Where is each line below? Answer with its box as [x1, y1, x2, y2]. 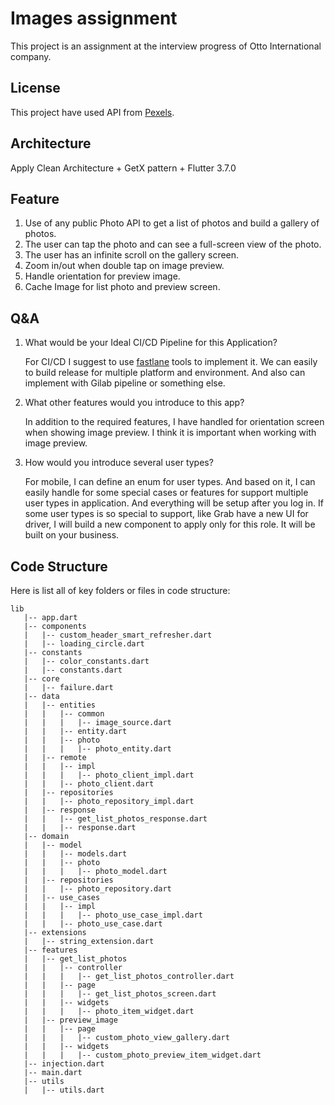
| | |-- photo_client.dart [23, 779, 155, 789]
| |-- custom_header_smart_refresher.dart [23, 630, 213, 640]
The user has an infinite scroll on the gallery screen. [24, 249, 240, 261]
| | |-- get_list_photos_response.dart [23, 814, 208, 824]
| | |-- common [23, 709, 105, 719]
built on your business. [24, 529, 120, 541]
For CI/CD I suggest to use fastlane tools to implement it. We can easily [24, 356, 318, 368]
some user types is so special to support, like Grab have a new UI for [24, 508, 309, 520]
